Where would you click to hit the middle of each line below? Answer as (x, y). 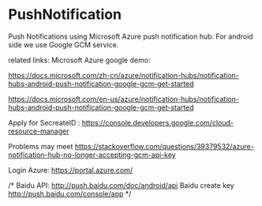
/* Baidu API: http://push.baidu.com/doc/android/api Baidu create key (121, 185)
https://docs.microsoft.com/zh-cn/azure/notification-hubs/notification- (124, 75)
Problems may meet (41, 146)
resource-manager (39, 131)
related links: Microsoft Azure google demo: (79, 60)
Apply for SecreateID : (44, 122)
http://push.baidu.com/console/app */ (70, 193)
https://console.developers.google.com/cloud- (158, 122)
